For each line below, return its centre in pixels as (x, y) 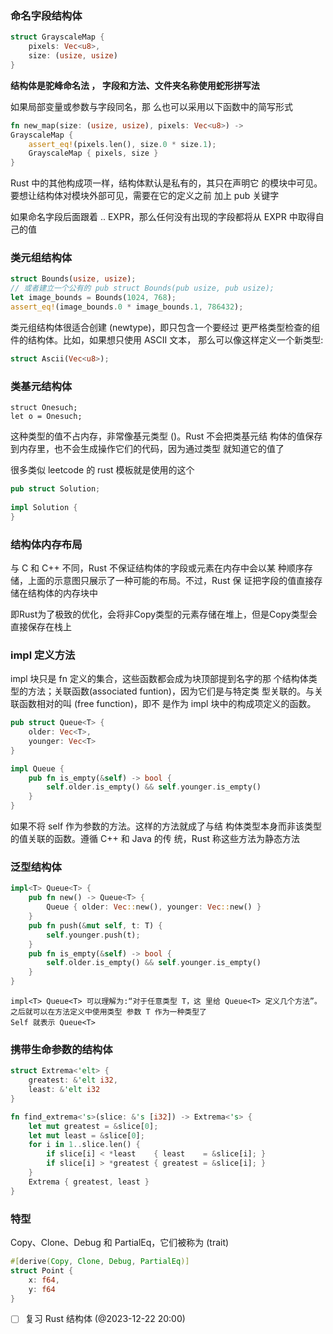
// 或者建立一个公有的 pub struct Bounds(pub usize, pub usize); (142, 288)
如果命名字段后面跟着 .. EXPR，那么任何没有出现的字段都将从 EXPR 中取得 (163, 217)
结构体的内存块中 (62, 593)
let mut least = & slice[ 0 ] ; (86, 1135)
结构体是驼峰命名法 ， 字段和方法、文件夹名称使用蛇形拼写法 (135, 85)
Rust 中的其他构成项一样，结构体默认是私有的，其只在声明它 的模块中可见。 (166, 183)
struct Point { (42, 1270)
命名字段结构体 (46, 15)
